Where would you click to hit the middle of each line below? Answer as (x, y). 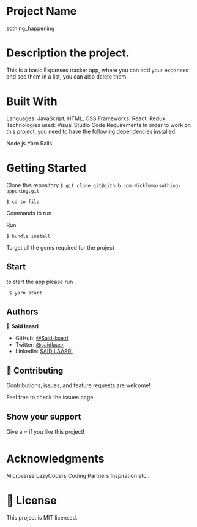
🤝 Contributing (35, 370)
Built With (32, 102)
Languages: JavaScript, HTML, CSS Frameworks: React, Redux (86, 118)
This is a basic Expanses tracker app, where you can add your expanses (98, 70)
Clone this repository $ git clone (48, 185)
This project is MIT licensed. (42, 517)
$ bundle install (28, 236)
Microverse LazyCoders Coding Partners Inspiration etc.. (78, 475)
